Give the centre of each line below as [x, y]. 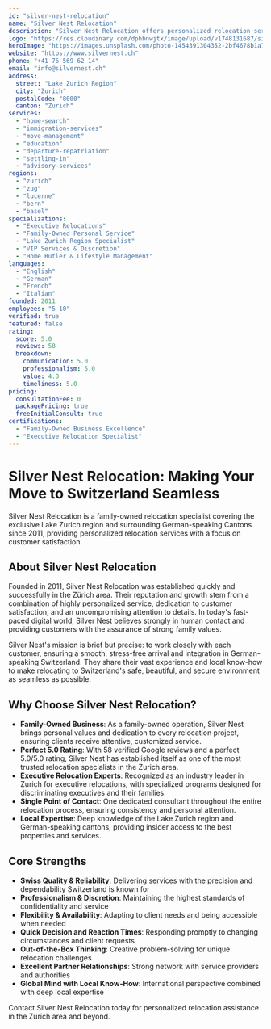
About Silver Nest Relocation [82, 567]
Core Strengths [48, 861]
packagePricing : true [52, 406]
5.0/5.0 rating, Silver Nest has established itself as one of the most [131, 758]
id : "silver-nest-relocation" [59, 16]
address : [23, 76]
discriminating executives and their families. [93, 793]
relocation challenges [56, 958]
